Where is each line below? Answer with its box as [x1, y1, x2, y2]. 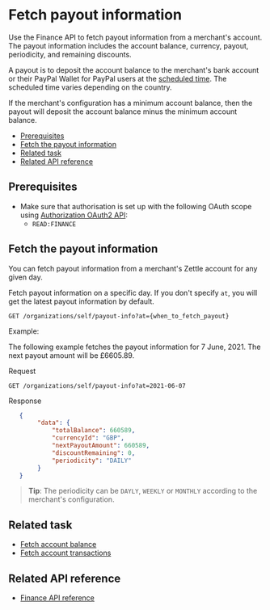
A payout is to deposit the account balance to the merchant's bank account [8, 65, 259, 74]
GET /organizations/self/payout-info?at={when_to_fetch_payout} [8, 312, 230, 320]
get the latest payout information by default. [8, 297, 155, 306]
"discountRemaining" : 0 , [51, 448, 136, 457]
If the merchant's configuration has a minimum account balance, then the [8, 98, 253, 107]
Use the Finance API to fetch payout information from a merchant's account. [8, 32, 263, 42]
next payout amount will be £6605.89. [8, 350, 135, 360]
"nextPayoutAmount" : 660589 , [51, 442, 150, 450]
